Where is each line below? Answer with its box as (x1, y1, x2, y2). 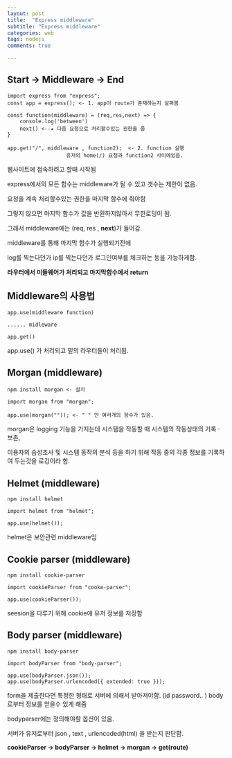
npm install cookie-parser (7, 572, 85, 579)
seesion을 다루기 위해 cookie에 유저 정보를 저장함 (7, 609, 143, 617)
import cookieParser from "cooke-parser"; (7, 584, 132, 591)
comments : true (7, 42, 51, 49)
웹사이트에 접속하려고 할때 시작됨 (7, 165, 97, 173)
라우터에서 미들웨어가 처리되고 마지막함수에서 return (7, 268, 149, 276)
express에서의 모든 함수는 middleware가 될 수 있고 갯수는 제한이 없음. (7, 179, 197, 188)
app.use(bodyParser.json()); (7, 672, 91, 679)
